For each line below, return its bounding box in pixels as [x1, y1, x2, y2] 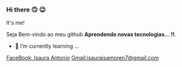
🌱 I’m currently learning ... [14, 42, 80, 50]
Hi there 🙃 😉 [6, 5, 46, 14]
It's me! [6, 19, 25, 27]
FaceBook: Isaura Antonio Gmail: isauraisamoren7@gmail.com [6, 54, 159, 62]
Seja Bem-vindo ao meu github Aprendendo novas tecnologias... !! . [6, 31, 177, 38]
